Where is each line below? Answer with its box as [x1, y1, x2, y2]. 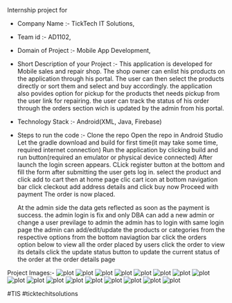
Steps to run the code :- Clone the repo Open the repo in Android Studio [17, 131, 224, 139]
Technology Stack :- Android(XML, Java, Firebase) [17, 117, 162, 126]
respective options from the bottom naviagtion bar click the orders [17, 233, 207, 241]
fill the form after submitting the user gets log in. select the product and [17, 168, 222, 176]
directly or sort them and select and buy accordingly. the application [17, 82, 213, 90]
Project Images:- [7, 269, 55, 277]
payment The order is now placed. [17, 190, 116, 198]
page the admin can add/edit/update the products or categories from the [17, 226, 226, 234]
